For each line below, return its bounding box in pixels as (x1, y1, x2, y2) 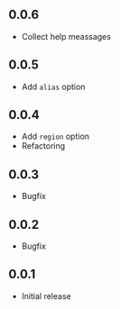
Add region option (21, 131, 90, 142)
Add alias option (21, 81, 86, 92)
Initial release (21, 290, 71, 301)
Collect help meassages (21, 31, 112, 41)
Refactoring (21, 141, 66, 151)
